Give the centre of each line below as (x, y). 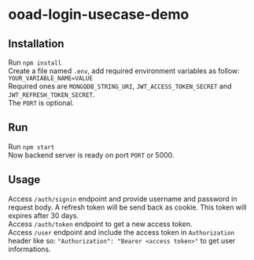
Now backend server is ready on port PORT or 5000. (91, 154)
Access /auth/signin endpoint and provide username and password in (123, 199)
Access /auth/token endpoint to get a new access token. (100, 224)
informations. (29, 249)
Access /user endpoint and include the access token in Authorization (121, 232)
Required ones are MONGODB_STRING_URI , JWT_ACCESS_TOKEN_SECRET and (120, 86)
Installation (36, 44)
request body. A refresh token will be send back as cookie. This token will (127, 207)
